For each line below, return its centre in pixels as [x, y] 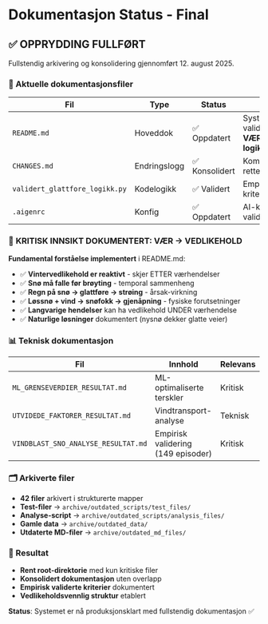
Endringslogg [160, 166]
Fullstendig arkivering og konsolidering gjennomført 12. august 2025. [121, 63]
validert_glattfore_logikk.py [70, 189]
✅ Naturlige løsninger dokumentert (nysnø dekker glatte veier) [124, 319]
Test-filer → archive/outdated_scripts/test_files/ [105, 507]
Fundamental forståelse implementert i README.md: [97, 258]
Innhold [183, 364]
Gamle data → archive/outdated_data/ [84, 524]
